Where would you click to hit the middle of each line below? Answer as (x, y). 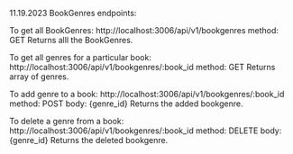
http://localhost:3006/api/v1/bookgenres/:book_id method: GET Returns (142, 67)
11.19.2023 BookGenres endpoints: (73, 13)
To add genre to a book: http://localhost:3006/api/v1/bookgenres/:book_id (147, 94)
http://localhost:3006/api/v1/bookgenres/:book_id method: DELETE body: (146, 131)
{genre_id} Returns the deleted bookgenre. (89, 140)
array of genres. (39, 77)
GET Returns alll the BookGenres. (71, 40)
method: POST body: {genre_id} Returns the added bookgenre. (126, 104)
